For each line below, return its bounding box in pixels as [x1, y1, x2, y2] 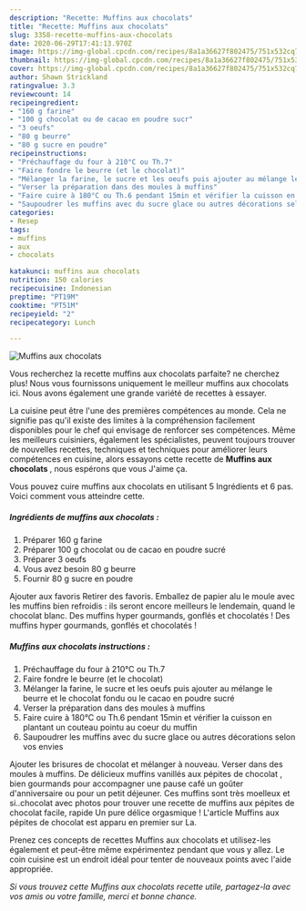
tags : [9, 225, 30, 234]
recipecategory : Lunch [9, 318, 96, 327]
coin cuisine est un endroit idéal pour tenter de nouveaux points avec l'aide [9, 854, 291, 865]
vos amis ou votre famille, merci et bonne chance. [9, 891, 198, 902]
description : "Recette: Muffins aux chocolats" [9, 13, 194, 23]
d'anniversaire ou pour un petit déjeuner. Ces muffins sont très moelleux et [9, 788, 291, 799]
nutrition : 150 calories [9, 275, 104, 285]
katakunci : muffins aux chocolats [9, 267, 141, 276]
